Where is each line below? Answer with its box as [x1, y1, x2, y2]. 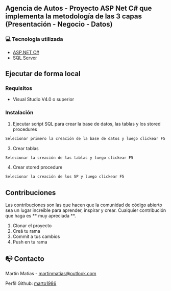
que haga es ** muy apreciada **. [5, 213, 76, 219]
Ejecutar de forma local [5, 69, 81, 78]
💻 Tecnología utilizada [5, 36, 63, 43]
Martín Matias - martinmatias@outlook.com [5, 270, 96, 276]
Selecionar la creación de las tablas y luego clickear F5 [5, 155, 134, 160]
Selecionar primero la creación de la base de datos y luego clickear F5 [5, 136, 166, 141]
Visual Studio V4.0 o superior [12, 96, 75, 103]
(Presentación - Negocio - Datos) [5, 20, 113, 29]
